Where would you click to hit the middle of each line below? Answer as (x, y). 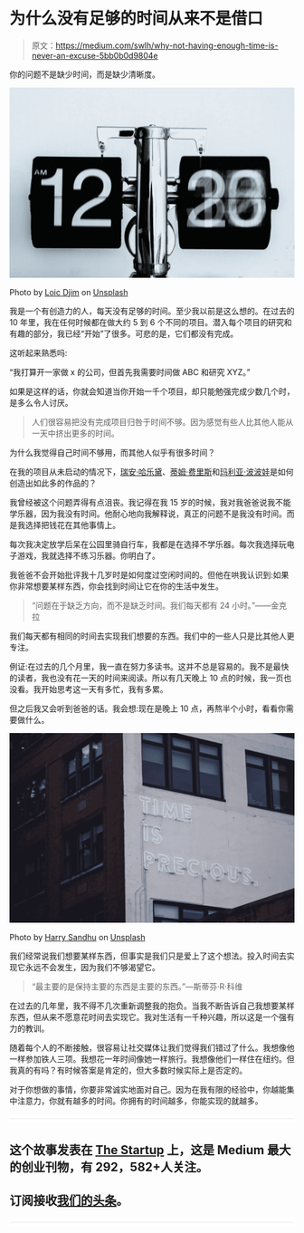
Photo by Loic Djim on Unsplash (69, 292)
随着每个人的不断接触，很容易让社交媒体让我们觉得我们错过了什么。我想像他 (152, 1048)
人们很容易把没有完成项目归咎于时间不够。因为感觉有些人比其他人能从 (162, 421)
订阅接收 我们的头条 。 (69, 1201)
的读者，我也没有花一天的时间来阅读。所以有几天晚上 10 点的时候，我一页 (147, 678)
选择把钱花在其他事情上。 (72, 525)
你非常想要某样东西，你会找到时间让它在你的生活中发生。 (116, 586)
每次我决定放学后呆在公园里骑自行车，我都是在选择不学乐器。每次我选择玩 (148, 544)
